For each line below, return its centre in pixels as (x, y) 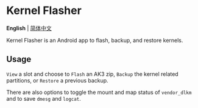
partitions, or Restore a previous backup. (57, 80)
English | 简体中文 (29, 28)
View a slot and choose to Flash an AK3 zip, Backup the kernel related (92, 74)
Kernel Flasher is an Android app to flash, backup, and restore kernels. (95, 40)
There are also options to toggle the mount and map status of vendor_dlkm (99, 92)
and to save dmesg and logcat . (44, 98)
